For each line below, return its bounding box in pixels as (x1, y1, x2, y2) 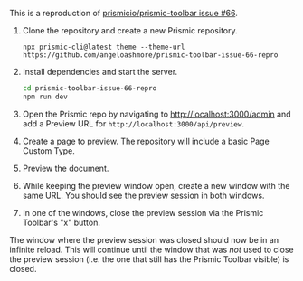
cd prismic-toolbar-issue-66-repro (22, 84, 157, 93)
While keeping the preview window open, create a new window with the (22, 180, 290, 191)
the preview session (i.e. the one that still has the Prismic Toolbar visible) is (9, 253, 289, 265)
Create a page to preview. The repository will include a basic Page (22, 136, 270, 146)
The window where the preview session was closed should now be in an (9, 234, 279, 245)
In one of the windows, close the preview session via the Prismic (22, 207, 264, 218)
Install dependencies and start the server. (22, 67, 178, 77)
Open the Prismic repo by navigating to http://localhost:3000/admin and (22, 108, 291, 119)
